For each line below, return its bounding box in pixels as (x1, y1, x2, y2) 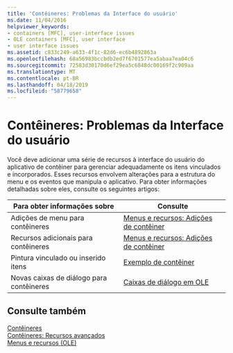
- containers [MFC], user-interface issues (7, 29, 135, 37)
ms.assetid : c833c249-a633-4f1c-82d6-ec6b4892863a (7, 49, 157, 56)
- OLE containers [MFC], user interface (7, 36, 126, 43)
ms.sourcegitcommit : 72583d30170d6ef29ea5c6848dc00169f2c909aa (7, 62, 194, 69)
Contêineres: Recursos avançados (7, 331, 105, 339)
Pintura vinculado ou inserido (10, 253, 106, 263)
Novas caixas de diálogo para (10, 273, 107, 283)
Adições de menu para (10, 213, 85, 223)
